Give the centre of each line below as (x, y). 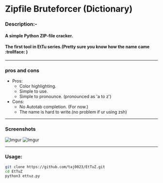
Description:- (21, 24)
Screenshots (20, 129)
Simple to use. (33, 91)
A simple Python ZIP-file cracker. (39, 35)
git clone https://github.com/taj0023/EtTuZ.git (55, 167)
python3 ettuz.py (23, 176)
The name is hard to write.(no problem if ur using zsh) (73, 112)
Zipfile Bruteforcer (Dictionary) (69, 9)
